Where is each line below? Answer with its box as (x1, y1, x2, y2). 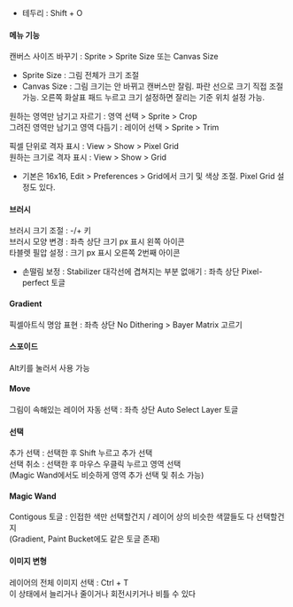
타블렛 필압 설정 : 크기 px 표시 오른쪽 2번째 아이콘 (9, 248, 181, 258)
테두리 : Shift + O (21, 8, 83, 18)
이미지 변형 (9, 556, 47, 566)
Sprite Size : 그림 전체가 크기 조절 (21, 70, 140, 81)
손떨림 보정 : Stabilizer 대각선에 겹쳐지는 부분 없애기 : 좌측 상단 (21, 266, 240, 277)
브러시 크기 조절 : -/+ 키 (9, 225, 91, 236)
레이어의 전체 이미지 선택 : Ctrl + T (9, 577, 129, 587)
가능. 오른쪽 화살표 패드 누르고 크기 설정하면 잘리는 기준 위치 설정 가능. (21, 92, 266, 103)
